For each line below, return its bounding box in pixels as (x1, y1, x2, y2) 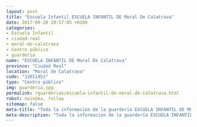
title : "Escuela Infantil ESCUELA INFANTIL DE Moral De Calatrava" (6, 14, 175, 20)
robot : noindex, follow (6, 95, 64, 101)
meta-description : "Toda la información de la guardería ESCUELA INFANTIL (6, 112, 193, 118)
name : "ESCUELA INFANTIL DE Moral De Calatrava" (6, 57, 127, 63)
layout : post (6, 8, 38, 15)
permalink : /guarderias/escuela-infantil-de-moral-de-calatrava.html (6, 90, 180, 96)
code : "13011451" (6, 74, 49, 80)
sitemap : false (6, 101, 43, 107)
